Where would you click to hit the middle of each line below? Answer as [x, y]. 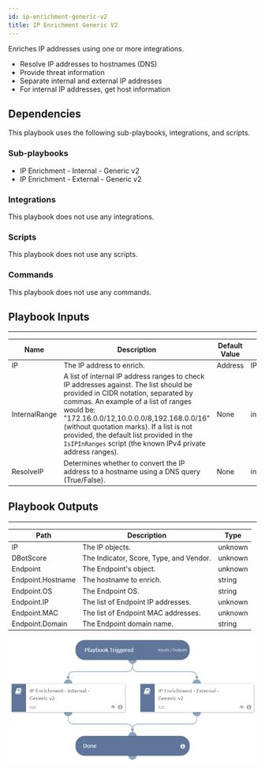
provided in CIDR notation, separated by [128, 393]
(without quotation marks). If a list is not [128, 427]
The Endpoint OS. [111, 591]
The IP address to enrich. [104, 366]
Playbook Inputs [49, 317]
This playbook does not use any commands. [80, 292]
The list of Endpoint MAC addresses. [142, 613]
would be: [80, 410]
